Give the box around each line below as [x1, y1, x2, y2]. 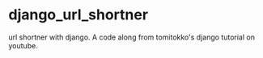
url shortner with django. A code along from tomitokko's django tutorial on [8, 32, 255, 42]
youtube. [8, 40, 38, 50]
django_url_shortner [8, 6, 148, 24]
